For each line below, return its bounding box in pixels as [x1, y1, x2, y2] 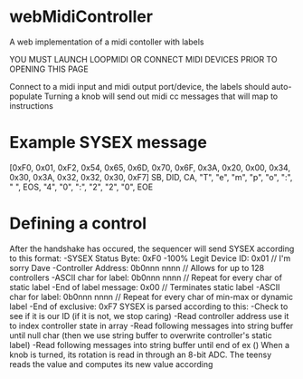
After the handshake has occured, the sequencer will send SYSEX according [9, 243, 295, 254]
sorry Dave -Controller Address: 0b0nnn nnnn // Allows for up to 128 [9, 262, 265, 273]
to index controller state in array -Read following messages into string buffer [9, 320, 294, 331]
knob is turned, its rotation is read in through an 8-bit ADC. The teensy [9, 349, 272, 360]
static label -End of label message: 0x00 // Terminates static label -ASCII [9, 281, 280, 292]
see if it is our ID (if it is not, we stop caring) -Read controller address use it [9, 310, 289, 321]
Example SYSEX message [9, 132, 208, 153]
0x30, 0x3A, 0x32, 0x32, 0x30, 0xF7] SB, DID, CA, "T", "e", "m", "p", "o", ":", [9, 171, 293, 182]
